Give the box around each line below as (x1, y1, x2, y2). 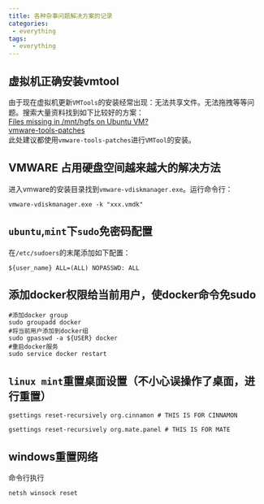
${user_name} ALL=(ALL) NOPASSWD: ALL (8, 263, 140, 272)
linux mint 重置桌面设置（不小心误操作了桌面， (8, 374, 245, 388)
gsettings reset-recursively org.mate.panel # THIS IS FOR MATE (8, 426, 231, 434)
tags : (8, 34, 27, 43)
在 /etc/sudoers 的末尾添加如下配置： (8, 247, 131, 257)
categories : (8, 20, 49, 28)
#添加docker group (8, 311, 68, 319)
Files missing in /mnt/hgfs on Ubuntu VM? (8, 116, 149, 126)
